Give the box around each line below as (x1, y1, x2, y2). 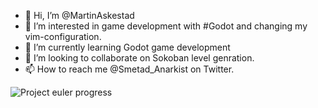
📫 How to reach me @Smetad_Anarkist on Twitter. (24, 63, 235, 75)
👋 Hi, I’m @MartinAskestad (24, 10, 135, 21)
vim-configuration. (24, 31, 102, 42)
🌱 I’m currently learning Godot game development (24, 41, 231, 53)
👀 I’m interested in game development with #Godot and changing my (24, 20, 308, 32)
